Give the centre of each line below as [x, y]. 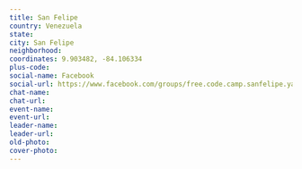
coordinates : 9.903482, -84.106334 [76, 59]
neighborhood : [36, 51]
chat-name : [30, 92]
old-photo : [30, 142]
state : [22, 34]
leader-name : [34, 126]
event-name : [31, 109]
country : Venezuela [46, 26]
